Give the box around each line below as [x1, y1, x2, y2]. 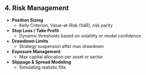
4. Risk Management [4, 4, 69, 12]
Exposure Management [11, 48, 61, 54]
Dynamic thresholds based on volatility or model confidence [19, 33, 141, 38]
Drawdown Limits [11, 38, 49, 44]
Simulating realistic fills [19, 64, 66, 70]
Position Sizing [11, 17, 43, 23]
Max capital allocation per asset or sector [19, 54, 103, 60]
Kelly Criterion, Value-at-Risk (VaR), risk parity [19, 22, 113, 28]
